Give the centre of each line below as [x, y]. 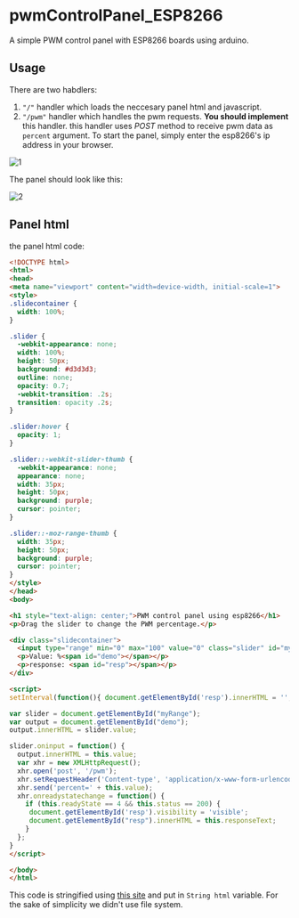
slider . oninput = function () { [67, 746]
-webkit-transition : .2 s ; [65, 394]
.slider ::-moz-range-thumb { [63, 533]
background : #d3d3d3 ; [57, 370]
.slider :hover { [39, 427]
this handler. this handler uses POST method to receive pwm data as [147, 126]
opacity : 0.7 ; [43, 386]
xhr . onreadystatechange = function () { [91, 796]
